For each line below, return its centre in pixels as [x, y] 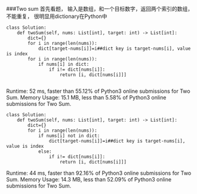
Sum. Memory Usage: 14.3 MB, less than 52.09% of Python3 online [89, 179]
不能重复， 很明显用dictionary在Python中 [57, 16]
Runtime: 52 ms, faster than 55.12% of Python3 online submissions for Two [98, 91]
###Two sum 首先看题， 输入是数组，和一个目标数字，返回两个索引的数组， [100, 9]
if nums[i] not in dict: [69, 136]
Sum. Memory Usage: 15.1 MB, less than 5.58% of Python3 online [86, 97]
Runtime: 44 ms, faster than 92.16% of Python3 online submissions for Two [99, 173]
